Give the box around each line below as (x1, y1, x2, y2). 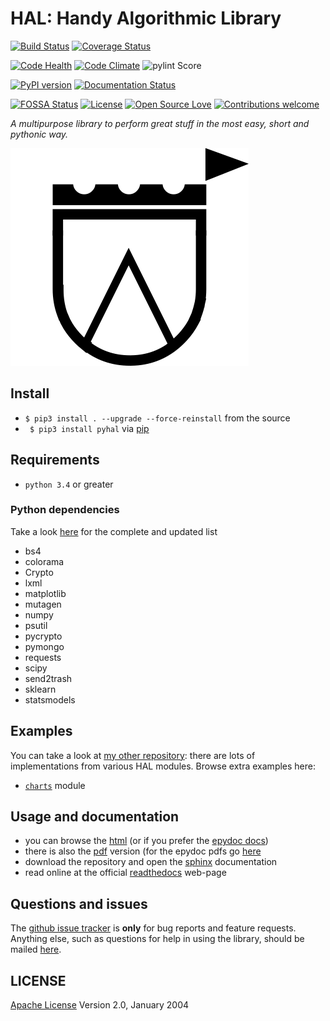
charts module (24, 779, 86, 791)
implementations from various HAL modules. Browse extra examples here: (10, 760, 317, 772)
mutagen (24, 598, 62, 610)
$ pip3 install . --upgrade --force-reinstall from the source (24, 412, 291, 424)
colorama (24, 555, 65, 567)
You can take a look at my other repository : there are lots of (10, 749, 256, 761)
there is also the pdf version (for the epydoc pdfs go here (24, 845, 262, 857)
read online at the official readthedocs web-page (24, 867, 227, 879)
